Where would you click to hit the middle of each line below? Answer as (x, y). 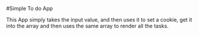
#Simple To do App (30, 8)
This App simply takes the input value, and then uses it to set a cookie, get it (99, 20)
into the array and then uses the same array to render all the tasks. (87, 26)
